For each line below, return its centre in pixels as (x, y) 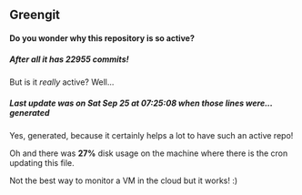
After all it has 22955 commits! (69, 59)
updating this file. (42, 162)
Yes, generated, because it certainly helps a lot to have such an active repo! (151, 135)
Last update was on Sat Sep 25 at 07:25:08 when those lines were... (141, 103)
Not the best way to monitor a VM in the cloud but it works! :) (124, 180)
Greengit (35, 15)
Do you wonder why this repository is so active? (102, 38)
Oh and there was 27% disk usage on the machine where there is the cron (149, 153)
